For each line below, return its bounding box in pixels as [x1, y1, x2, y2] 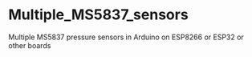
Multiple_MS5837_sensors [8, 6, 189, 24]
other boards [8, 40, 51, 50]
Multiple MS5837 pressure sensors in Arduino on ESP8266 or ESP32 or [8, 32, 245, 42]
